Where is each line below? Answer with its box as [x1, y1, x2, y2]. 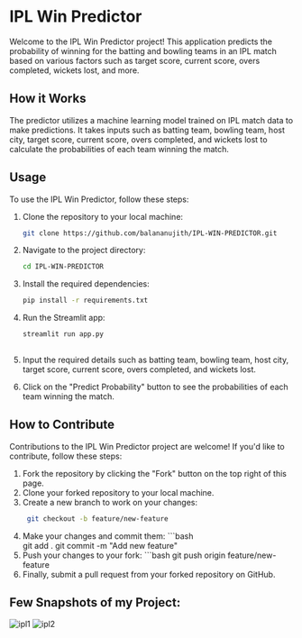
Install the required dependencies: [22, 278, 151, 289]
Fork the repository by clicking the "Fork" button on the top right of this [22, 468, 287, 478]
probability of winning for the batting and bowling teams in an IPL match [9, 45, 277, 56]
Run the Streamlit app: [22, 313, 105, 324]
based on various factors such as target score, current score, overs [9, 55, 261, 66]
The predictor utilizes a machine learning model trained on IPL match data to [9, 114, 294, 125]
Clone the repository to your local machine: [22, 211, 183, 222]
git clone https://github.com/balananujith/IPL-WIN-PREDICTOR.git [22, 228, 278, 238]
